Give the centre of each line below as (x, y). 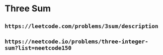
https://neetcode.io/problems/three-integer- (77, 41)
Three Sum (28, 9)
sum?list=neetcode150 (38, 48)
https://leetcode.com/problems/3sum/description (81, 26)
